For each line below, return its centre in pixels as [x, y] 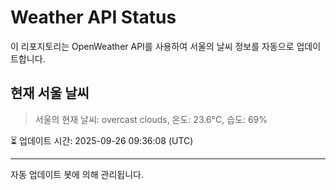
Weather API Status [93, 17]
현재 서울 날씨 [50, 93]
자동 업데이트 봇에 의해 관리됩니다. [77, 174]
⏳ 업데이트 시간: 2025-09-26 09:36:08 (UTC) [102, 140]
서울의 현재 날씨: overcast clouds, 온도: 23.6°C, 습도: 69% [151, 119]
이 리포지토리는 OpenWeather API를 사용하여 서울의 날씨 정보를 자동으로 [152, 46]
